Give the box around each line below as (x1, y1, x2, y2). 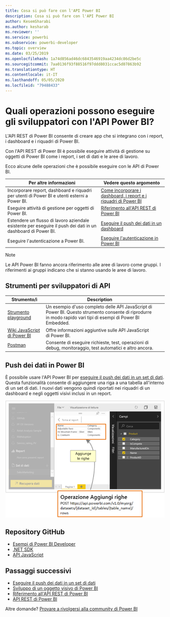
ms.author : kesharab (5, 24, 49, 29)
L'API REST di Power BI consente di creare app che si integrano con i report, (5, 133, 163, 139)
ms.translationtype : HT (5, 67, 56, 72)
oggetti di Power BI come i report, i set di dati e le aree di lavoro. (5, 153, 139, 159)
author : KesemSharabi (5, 19, 51, 24)
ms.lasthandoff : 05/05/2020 (5, 77, 65, 83)
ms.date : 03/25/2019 (5, 51, 49, 56)
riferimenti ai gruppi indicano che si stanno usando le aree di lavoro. (5, 267, 147, 273)
